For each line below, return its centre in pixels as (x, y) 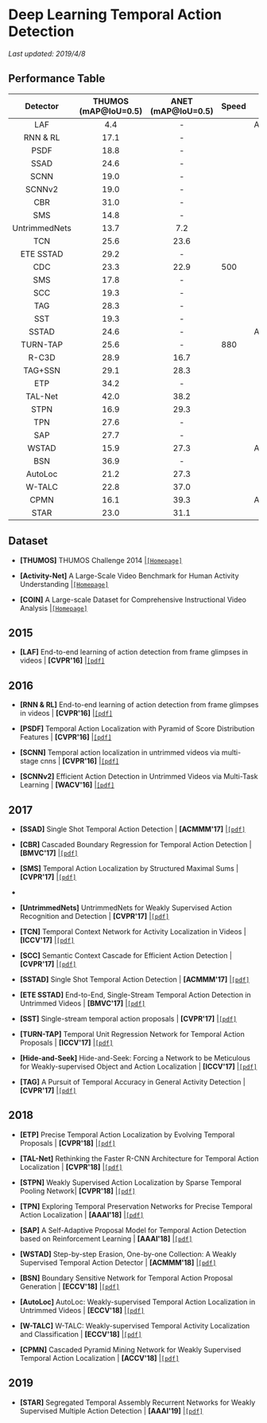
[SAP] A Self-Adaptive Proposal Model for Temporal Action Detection (133, 1230)
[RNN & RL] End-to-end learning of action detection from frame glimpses (139, 705)
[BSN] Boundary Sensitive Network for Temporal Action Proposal (126, 1278)
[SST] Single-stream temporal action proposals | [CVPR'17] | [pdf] (128, 1018)
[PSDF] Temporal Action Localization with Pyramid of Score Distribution (137, 729)
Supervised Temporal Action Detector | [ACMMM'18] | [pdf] (118, 1262)
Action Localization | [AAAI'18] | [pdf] (82, 1214)
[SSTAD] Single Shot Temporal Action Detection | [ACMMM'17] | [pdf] (135, 979)
